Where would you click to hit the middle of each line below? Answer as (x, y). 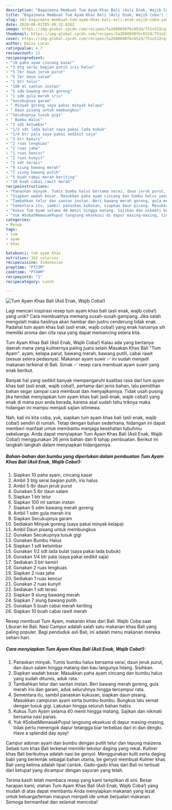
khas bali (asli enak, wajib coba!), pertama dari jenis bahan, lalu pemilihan (83, 386)
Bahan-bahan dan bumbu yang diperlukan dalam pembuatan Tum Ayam (85, 457)
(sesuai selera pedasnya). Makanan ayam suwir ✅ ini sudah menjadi (77, 359)
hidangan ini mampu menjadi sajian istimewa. (53, 407)
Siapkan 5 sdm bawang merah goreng (53, 507)
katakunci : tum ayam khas (33, 253)
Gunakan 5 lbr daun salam (41, 491)
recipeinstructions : (28, 187)
